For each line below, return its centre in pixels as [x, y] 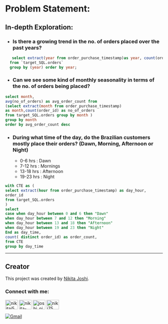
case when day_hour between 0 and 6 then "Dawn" [57, 214]
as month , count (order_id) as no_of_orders [50, 110]
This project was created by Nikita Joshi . [47, 278]
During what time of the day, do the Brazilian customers [81, 137]
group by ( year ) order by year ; [43, 67]
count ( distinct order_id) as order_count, [51, 237]
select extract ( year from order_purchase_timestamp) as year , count [83, 58]
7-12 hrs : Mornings [40, 166]
